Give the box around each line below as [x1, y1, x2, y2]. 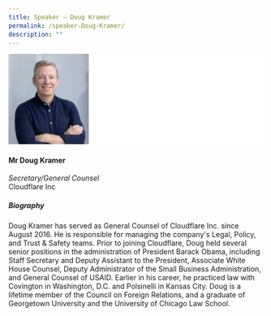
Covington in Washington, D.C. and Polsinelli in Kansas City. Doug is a [8, 281, 242, 292]
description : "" [8, 30, 63, 38]
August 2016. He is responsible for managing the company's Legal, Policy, [8, 230, 256, 240]
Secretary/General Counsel [8, 173, 100, 183]
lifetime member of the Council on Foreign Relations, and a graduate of [8, 290, 246, 300]
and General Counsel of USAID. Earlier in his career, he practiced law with [8, 273, 256, 283]
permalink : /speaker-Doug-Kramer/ [8, 21, 126, 30]
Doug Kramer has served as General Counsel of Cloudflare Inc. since [8, 221, 239, 231]
